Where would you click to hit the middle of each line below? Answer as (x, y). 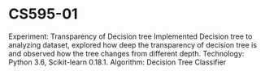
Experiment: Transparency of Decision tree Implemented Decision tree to (130, 36)
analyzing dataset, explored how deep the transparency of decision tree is (133, 44)
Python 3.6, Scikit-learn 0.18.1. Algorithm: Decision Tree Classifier (117, 62)
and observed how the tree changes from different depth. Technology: (126, 53)
